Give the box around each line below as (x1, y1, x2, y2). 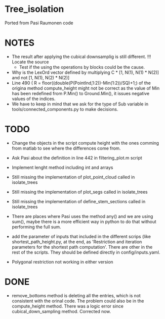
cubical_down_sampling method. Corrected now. (11, 308, 111, 314)
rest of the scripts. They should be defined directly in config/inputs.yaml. (11, 249, 161, 255)
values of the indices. (11, 96, 56, 102)
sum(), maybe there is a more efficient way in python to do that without (11, 218, 157, 224)
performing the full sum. (11, 224, 61, 230)
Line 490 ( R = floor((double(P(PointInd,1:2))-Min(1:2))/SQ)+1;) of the (11, 80, 151, 86)
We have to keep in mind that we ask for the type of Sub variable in (11, 101, 149, 107)
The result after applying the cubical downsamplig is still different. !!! (11, 53, 151, 59)
